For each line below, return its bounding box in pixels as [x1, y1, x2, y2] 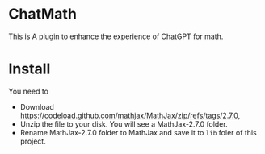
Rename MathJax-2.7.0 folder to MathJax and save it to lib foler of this [19, 127, 257, 137]
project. [19, 136, 46, 146]
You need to [8, 86, 48, 96]
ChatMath [8, 5, 77, 23]
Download [19, 102, 55, 111]
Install [8, 60, 51, 78]
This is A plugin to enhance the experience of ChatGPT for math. [8, 31, 224, 41]
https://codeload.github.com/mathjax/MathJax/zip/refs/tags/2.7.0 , [19, 110, 241, 120]
